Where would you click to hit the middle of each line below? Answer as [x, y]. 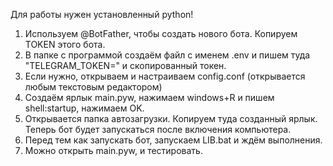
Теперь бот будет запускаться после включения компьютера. [158, 129]
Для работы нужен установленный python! [102, 14]
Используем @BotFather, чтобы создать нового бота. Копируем [161, 33]
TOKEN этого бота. [65, 44]
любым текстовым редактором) [93, 87]
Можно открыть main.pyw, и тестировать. [113, 150]
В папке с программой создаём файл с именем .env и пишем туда [167, 55]
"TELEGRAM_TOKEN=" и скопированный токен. [125, 65]
